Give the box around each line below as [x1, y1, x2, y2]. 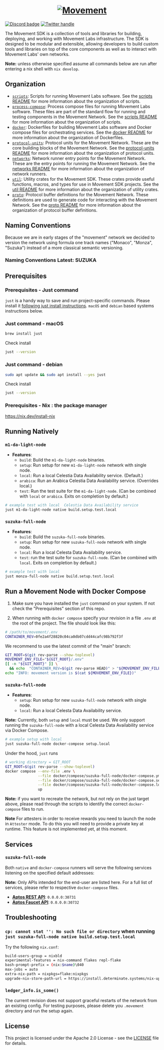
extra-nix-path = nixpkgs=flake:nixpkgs [5, 972, 89, 977]
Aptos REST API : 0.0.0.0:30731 [12, 894, 76, 900]
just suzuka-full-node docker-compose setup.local [5, 741, 110, 747]
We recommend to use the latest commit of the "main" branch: [5, 643, 131, 649]
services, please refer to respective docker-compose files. [5, 884, 119, 890]
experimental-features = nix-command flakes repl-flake [5, 958, 121, 963]
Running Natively [5, 427, 59, 436]
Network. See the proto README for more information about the [12, 202, 142, 208]
